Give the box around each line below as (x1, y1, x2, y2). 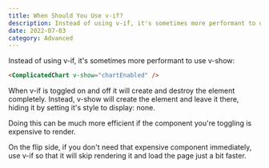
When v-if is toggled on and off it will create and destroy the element (8, 86, 235, 96)
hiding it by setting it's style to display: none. (8, 103, 156, 113)
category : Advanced (8, 34, 74, 42)
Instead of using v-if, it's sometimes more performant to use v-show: (8, 56, 235, 66)
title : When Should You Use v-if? (8, 11, 124, 20)
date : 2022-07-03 (8, 26, 66, 34)
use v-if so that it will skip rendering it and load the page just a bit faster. (8, 151, 247, 161)
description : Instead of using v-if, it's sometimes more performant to (8, 19, 256, 27)
